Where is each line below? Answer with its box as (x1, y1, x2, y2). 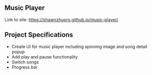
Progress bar (11, 64, 38, 70)
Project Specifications (4, 31, 73, 39)
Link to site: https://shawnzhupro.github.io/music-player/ (4, 16, 118, 22)
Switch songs (11, 59, 39, 65)
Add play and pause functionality (11, 54, 78, 60)
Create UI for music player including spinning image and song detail (11, 44, 148, 49)
